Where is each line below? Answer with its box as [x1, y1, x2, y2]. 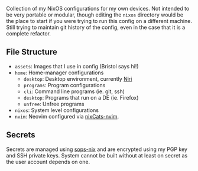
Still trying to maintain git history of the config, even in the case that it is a [6, 24, 186, 31]
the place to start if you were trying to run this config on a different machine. [6, 18, 192, 24]
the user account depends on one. [6, 158, 90, 165]
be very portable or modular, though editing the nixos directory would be [6, 11, 184, 18]
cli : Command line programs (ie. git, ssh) [23, 88, 125, 95]
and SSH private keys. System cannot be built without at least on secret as [6, 152, 188, 159]
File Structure [6, 47, 57, 57]
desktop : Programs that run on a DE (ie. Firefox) [23, 94, 139, 101]
